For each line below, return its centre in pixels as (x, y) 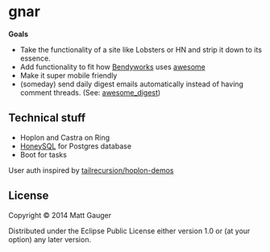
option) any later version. (50, 239)
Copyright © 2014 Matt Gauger (60, 215)
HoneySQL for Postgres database (75, 146)
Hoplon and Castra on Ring (65, 137)
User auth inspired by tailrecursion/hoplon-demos (91, 170)
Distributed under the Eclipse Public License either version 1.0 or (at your (129, 231)
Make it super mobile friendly (69, 75)
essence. (35, 58)
